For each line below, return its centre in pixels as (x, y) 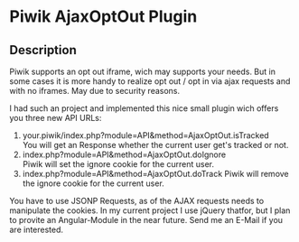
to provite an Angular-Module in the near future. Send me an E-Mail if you (146, 220)
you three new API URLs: (56, 118)
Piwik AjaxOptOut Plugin (103, 17)
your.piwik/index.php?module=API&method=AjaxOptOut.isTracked (145, 135)
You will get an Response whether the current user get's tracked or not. (155, 145)
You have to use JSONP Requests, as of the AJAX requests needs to (137, 201)
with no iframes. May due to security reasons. (95, 91)
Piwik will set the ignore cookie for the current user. (118, 164)
